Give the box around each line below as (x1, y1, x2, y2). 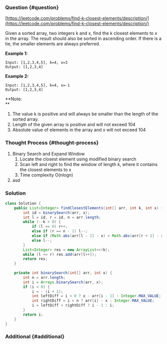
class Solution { (5, 201, 41, 206)
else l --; (31, 238, 52, 243)
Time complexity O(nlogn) (19, 172, 74, 178)
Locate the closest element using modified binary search (19, 156, 137, 162)
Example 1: (5, 50, 28, 56)
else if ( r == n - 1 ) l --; (31, 229, 88, 234)
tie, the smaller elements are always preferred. (5, 41, 100, 47)
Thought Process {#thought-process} (5, 139, 99, 146)
